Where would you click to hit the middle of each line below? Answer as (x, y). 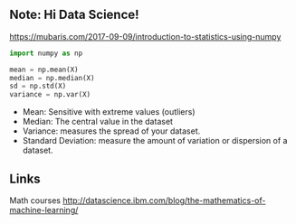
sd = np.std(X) (38, 86)
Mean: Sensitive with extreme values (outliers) (109, 112)
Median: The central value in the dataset (98, 122)
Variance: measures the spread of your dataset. (111, 131)
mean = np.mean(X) (44, 70)
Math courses (35, 201)
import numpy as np (46, 53)
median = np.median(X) (52, 78)
